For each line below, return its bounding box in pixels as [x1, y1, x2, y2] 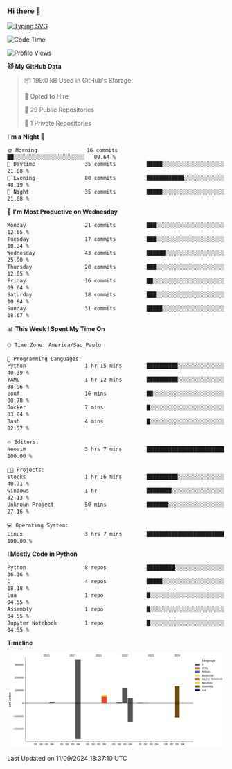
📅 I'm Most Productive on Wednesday [7, 208, 118, 216]
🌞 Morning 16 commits [7, 147, 118, 154]
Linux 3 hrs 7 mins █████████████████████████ [7, 531, 225, 538]
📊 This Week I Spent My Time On [7, 325, 105, 333]
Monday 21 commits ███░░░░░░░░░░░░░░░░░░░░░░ [7, 222, 225, 229]
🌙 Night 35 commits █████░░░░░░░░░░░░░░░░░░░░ [7, 189, 225, 196]
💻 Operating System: [7, 522, 69, 530]
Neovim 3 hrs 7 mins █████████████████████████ [7, 446, 225, 453]
